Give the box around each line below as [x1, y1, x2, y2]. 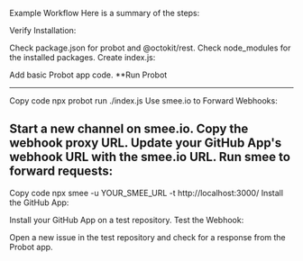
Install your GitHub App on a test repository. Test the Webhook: [9, 214, 244, 225]
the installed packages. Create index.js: [9, 52, 156, 62]
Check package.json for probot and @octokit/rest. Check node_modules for [9, 42, 291, 53]
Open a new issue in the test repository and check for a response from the [9, 231, 286, 242]
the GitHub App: [9, 197, 69, 208]
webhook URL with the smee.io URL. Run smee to [9, 149, 291, 165]
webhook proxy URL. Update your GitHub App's [9, 135, 282, 151]
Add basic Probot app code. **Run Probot [9, 69, 168, 80]
